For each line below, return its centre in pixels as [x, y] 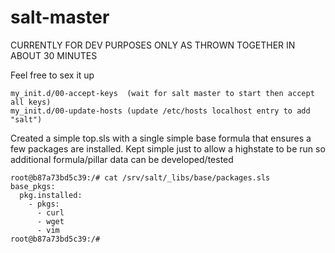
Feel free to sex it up [52, 75]
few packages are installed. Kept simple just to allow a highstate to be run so [168, 148]
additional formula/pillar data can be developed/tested [122, 159]
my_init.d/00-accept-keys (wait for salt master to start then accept [162, 93]
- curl [50, 212]
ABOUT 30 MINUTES [54, 55]
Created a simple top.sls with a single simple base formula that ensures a [161, 138]
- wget [50, 221]
